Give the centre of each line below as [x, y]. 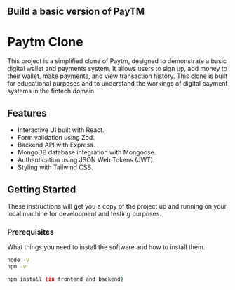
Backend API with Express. [56, 145]
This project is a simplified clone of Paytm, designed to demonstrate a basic [117, 61]
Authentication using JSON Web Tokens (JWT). [86, 160]
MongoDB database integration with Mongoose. [87, 152]
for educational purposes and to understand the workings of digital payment [117, 84]
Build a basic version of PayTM [76, 12]
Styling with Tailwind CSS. [55, 167]
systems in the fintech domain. [52, 91]
